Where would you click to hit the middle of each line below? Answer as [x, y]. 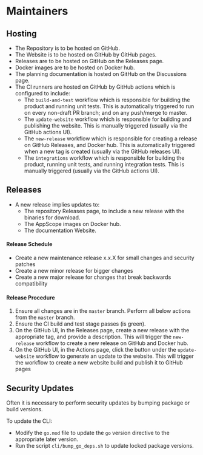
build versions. [25, 409]
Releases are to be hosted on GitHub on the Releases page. [89, 61]
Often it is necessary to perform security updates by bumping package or [98, 403]
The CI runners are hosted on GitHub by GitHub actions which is [95, 87]
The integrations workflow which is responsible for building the [104, 158]
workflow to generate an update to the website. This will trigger [115, 356]
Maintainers [37, 11]
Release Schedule [29, 244]
